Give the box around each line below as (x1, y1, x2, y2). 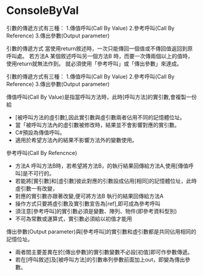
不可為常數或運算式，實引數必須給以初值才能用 (15, 215, 132, 222)
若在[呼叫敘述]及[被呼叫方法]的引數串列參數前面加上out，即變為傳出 (15, 255, 185, 263)
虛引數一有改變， (15, 185, 58, 192)
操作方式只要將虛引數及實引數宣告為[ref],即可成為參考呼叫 (15, 200, 161, 207)
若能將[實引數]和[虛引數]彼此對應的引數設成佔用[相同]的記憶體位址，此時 (15, 177, 197, 185)
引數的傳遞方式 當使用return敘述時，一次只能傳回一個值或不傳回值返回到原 (6, 45, 193, 52)
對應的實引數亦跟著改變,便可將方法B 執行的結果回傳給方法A (15, 192, 164, 200)
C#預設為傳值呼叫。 (15, 128, 65, 136)
